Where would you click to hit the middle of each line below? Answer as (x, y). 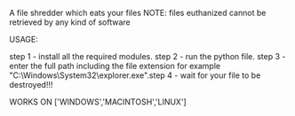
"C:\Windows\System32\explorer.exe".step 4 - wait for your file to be (135, 75)
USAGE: (24, 39)
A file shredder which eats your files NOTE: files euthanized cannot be (138, 13)
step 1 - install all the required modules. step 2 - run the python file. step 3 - (147, 56)
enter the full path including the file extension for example (115, 66)
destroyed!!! (31, 85)
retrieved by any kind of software (70, 22)
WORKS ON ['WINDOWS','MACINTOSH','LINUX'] (98, 102)
